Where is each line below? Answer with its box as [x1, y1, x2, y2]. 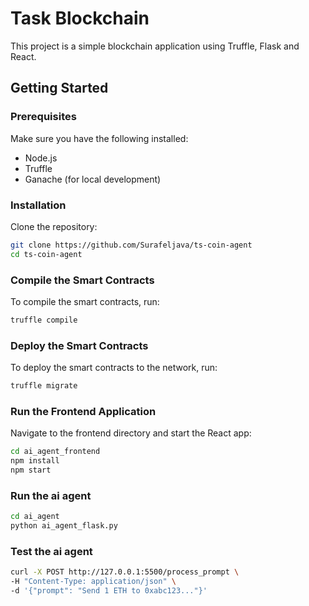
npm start [10, 465, 52, 476]
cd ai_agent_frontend [10, 447, 101, 457]
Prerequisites [10, 110, 77, 124]
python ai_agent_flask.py [10, 521, 118, 531]
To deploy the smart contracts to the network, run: [10, 362, 218, 374]
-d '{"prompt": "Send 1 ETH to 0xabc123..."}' [10, 586, 208, 596]
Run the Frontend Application [10, 404, 157, 418]
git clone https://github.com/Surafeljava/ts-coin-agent [10, 240, 253, 250]
